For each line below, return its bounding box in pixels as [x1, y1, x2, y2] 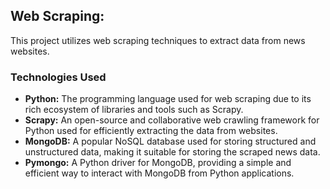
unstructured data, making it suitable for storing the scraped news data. [24, 146, 321, 158]
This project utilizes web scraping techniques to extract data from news [10, 34, 306, 46]
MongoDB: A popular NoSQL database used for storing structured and [24, 135, 317, 148]
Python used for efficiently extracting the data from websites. [24, 125, 278, 137]
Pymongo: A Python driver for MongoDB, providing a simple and [24, 157, 292, 169]
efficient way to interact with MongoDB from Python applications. [24, 167, 295, 179]
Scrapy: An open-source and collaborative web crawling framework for [24, 114, 320, 126]
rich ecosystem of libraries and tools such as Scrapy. [24, 104, 244, 116]
